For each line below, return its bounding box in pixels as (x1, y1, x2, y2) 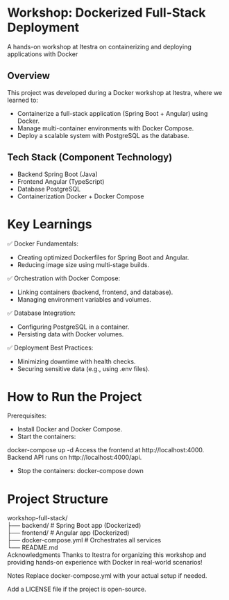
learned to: (7, 96, 38, 104)
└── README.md (7, 543, 58, 552)
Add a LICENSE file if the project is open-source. (7, 585, 147, 594)
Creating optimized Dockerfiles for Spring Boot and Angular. (17, 253, 189, 262)
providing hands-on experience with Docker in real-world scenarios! (7, 558, 203, 567)
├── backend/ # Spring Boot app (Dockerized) (7, 522, 142, 530)
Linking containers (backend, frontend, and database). (17, 288, 173, 296)
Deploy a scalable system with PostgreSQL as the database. (17, 131, 189, 139)
